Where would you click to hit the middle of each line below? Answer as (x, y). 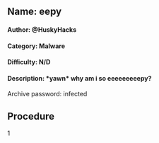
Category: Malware (36, 46)
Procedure (31, 116)
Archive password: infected (47, 94)
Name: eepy (35, 12)
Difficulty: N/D (29, 62)
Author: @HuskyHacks (42, 29)
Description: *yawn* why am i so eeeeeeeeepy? (79, 78)
